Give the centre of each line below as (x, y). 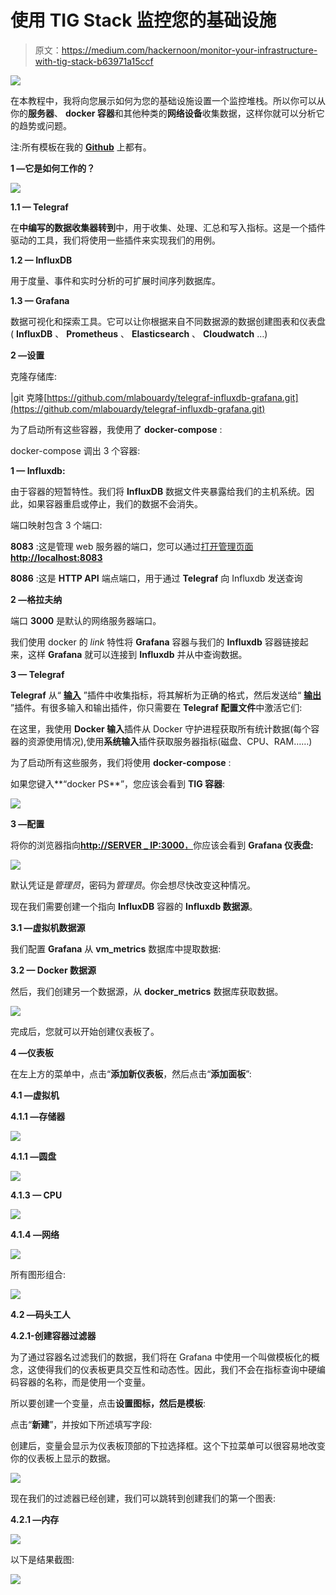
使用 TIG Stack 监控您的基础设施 (143, 20)
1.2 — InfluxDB (41, 260)
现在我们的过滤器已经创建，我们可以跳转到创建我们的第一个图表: (143, 1498)
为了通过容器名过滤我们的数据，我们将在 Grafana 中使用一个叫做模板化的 (161, 1357)
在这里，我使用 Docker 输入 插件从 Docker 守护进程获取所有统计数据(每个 (161, 728)
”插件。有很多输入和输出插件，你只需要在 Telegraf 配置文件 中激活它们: (156, 707)
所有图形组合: (38, 1274)
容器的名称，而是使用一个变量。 (84, 1382)
